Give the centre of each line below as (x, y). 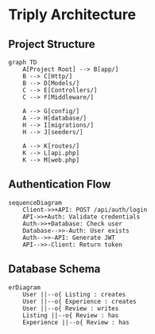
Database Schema (54, 269)
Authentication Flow (60, 185)
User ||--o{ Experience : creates (79, 301)
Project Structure (52, 44)
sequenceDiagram (35, 202)
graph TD (23, 62)
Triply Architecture (72, 15)
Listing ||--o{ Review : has (71, 315)
